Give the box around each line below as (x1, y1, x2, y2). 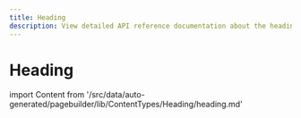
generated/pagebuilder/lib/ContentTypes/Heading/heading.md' (9, 99, 244, 110)
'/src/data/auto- (86, 89, 145, 100)
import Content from (9, 89, 85, 100)
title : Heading (9, 13, 66, 22)
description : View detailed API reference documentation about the (9, 21, 267, 30)
